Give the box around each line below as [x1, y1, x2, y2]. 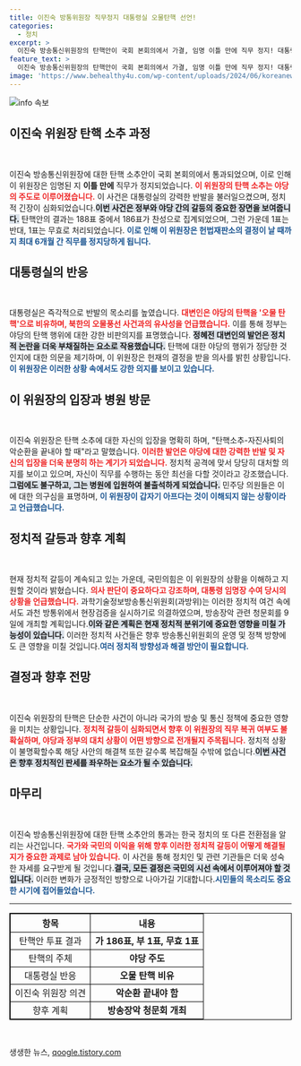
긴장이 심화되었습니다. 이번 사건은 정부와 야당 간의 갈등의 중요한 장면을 [18, 202, 261, 213]
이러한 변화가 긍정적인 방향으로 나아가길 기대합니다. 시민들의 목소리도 [35, 873, 275, 884]
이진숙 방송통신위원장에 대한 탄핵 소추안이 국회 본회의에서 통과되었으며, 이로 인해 [9, 168, 292, 179]
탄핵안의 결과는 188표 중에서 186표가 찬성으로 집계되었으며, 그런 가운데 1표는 [21, 213, 289, 224]
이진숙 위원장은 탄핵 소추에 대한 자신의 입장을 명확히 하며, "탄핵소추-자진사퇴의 [9, 435, 285, 446]
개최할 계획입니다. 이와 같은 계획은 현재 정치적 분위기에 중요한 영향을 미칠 [25, 619, 277, 629]
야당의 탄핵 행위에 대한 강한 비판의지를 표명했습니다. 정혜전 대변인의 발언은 [9, 330, 270, 340]
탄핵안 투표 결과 [19, 934, 82, 947]
